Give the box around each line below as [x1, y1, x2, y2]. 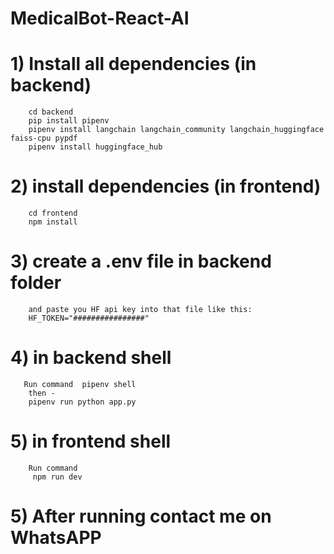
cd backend [28, 107, 74, 117]
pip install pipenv [28, 116, 110, 126]
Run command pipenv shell [23, 379, 137, 389]
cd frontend [28, 208, 78, 219]
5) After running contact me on [10, 505, 272, 528]
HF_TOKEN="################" [28, 313, 150, 323]
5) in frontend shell [10, 430, 172, 453]
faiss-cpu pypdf [10, 133, 78, 144]
